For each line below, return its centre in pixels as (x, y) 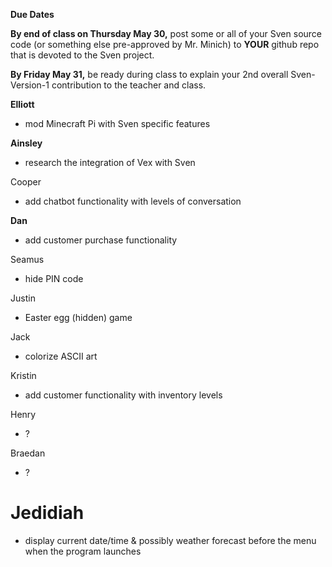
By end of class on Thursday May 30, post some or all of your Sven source (166, 33)
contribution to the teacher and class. (129, 85)
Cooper (26, 182)
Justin (23, 298)
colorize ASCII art (61, 356)
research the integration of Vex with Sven (110, 162)
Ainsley (26, 143)
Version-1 (30, 85)
